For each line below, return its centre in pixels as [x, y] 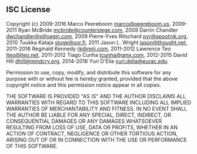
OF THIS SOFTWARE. [32, 146]
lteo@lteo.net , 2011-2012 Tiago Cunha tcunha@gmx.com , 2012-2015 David [97, 54]
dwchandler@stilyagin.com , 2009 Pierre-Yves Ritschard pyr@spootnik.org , [97, 36]
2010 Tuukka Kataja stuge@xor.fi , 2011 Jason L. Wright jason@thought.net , [97, 42]
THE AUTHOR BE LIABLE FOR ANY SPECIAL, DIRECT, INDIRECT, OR [89, 115]
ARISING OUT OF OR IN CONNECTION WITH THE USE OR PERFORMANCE [96, 139]
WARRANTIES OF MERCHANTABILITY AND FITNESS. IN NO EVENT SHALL [97, 108]
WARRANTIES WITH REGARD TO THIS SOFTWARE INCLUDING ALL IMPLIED [99, 102]
